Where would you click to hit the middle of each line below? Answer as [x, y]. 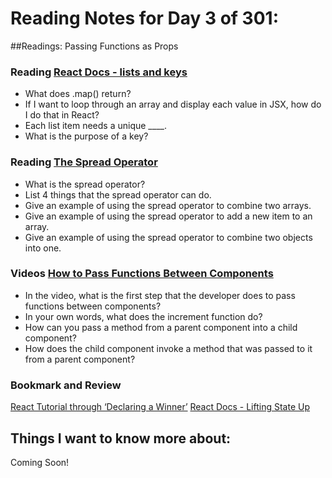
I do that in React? [62, 115]
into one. [43, 248]
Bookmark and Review [66, 385]
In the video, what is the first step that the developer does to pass [160, 295]
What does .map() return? [78, 94]
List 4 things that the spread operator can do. [118, 194]
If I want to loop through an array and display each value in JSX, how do [173, 104]
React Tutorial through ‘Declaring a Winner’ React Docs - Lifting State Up [160, 407]
